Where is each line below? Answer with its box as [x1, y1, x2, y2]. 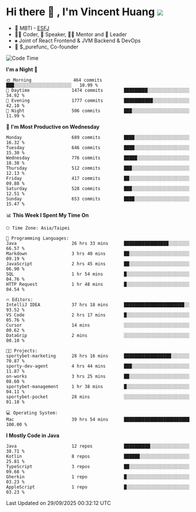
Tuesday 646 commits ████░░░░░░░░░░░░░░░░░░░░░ [6, 144, 190, 151]
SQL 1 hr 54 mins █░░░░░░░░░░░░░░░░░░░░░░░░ [6, 271, 190, 277]
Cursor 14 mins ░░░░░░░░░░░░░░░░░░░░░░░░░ [6, 322, 190, 328]
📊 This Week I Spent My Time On [6, 212, 89, 219]
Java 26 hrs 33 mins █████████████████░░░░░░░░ [6, 240, 190, 246]
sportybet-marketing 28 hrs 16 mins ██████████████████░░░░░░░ [6, 353, 190, 359]
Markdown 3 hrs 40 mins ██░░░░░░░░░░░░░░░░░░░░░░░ [6, 251, 190, 257]
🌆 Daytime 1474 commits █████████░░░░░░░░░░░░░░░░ [6, 87, 190, 93]
